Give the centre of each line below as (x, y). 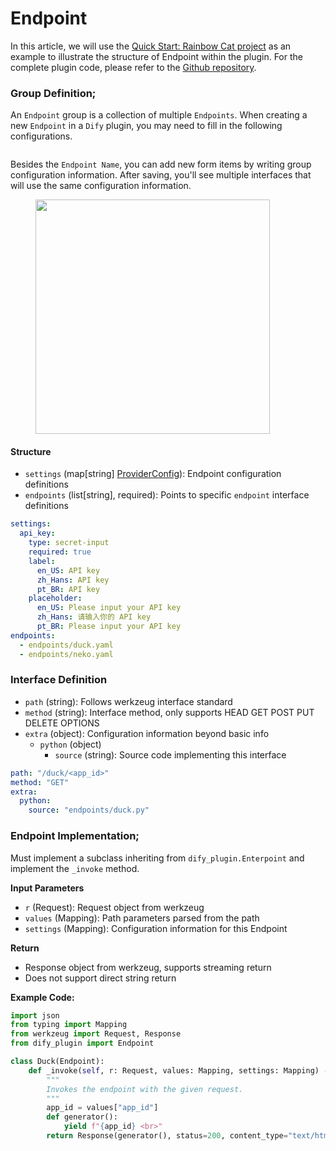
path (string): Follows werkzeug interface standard (128, 701)
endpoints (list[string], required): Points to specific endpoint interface (167, 495)
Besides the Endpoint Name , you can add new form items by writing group (161, 164)
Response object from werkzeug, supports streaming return (148, 967)
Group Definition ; (53, 93)
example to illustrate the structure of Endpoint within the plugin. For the (156, 56)
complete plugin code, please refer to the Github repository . (133, 67)
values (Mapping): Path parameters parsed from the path (142, 918)
